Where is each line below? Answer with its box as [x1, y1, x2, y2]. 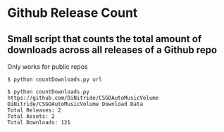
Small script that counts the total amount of [7, 33, 202, 45]
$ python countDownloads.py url [7, 76, 102, 83]
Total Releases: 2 [7, 107, 61, 114]
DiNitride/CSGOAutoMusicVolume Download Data [7, 100, 143, 107]
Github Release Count [7, 5, 138, 21]
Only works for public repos [7, 62, 88, 71]
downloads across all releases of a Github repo [7, 44, 217, 55]
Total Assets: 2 [7, 113, 55, 120]
